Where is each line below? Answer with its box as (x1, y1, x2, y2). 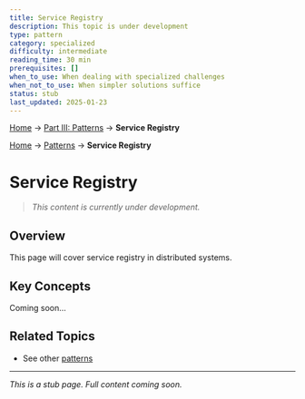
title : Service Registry (9, 13, 103, 23)
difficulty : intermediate (9, 47, 107, 56)
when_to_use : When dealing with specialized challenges (9, 73, 225, 82)
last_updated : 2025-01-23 (9, 97, 107, 107)
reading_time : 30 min (9, 55, 92, 64)
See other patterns (22, 353, 93, 364)
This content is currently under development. (31, 201, 201, 213)
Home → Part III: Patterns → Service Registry (9, 122, 180, 133)
